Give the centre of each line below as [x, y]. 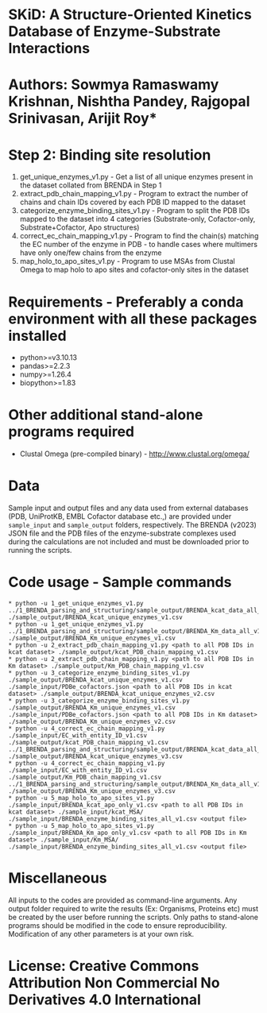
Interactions [49, 48]
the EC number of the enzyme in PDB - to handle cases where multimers [139, 245]
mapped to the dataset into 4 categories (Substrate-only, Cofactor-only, [137, 219]
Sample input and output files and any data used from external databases [128, 508]
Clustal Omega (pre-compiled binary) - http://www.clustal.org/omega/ [135, 454]
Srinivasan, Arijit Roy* [83, 119]
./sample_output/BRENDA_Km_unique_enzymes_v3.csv [92, 791]
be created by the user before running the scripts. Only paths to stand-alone [133, 917]
